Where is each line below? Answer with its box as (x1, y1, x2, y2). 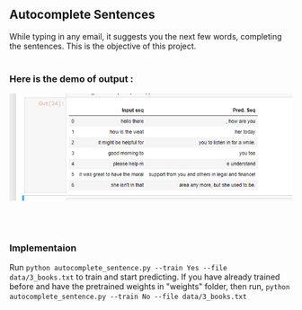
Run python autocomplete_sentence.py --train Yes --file (9, 262, 227, 273)
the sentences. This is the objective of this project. (9, 40, 197, 51)
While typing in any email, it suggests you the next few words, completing (9, 31, 282, 41)
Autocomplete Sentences (9, 7, 155, 22)
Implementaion (9, 242, 77, 254)
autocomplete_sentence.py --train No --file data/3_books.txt (9, 292, 247, 302)
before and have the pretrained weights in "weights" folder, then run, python (9, 281, 290, 292)
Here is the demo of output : (9, 72, 134, 84)
